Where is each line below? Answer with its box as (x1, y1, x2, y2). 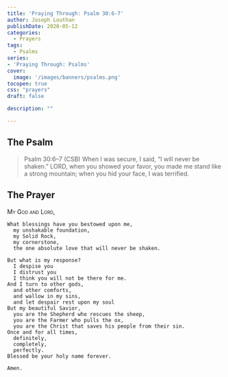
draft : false (7, 93, 45, 100)
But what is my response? (7, 256, 81, 264)
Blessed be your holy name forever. (7, 352, 112, 360)
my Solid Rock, (13, 232, 57, 240)
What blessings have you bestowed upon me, (7, 221, 134, 228)
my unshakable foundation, (13, 227, 90, 234)
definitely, (13, 335, 48, 341)
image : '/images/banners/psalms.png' (13, 73, 121, 81)
